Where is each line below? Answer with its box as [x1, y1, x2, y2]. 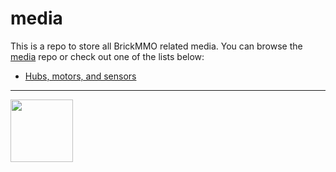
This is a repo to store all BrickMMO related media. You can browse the [10, 40, 303, 52]
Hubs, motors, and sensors [24, 70, 137, 82]
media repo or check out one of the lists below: [10, 50, 205, 62]
